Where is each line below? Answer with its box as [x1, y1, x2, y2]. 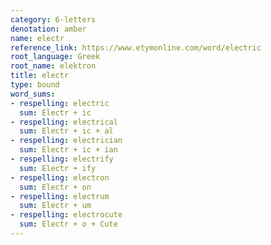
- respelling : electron [10, 172, 110, 183]
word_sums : [10, 89, 56, 99]
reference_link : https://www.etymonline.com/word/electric [10, 42, 262, 53]
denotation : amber [10, 24, 87, 34]
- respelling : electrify [10, 154, 114, 164]
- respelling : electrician [10, 136, 123, 146]
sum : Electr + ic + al [19, 126, 114, 136]
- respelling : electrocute [10, 210, 123, 220]
